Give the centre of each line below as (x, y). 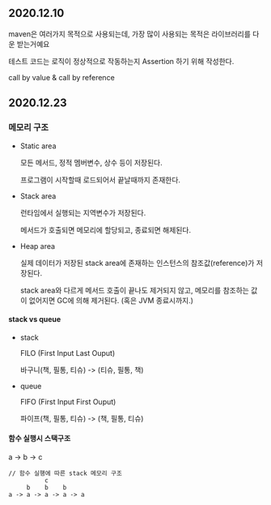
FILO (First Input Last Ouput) (68, 353)
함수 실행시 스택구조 (40, 439)
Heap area (37, 246)
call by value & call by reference (61, 77)
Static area (38, 146)
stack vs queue (35, 319)
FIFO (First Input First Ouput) (68, 401)
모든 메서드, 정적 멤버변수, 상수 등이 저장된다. (91, 162)
